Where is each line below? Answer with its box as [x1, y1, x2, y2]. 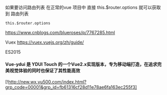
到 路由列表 [5, 11, 29, 17]
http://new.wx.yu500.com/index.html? [8, 79, 87, 85]
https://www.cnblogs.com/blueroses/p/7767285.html [5, 30, 115, 35]
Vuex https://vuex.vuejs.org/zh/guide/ [5, 39, 84, 45]
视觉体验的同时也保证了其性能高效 [9, 67, 80, 73]
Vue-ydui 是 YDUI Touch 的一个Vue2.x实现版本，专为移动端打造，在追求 [5, 61, 157, 67]
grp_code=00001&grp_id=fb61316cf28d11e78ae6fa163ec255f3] [5, 84, 137, 90]
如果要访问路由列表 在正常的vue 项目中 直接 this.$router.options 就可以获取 [5, 5, 161, 10]
